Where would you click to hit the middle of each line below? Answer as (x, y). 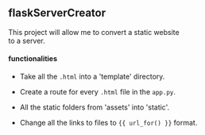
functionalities (33, 59)
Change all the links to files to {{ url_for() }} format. (108, 123)
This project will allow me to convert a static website (94, 32)
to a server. (27, 40)
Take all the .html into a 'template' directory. (92, 77)
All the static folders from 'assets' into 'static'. (94, 107)
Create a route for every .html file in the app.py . (98, 92)
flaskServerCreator (57, 13)
